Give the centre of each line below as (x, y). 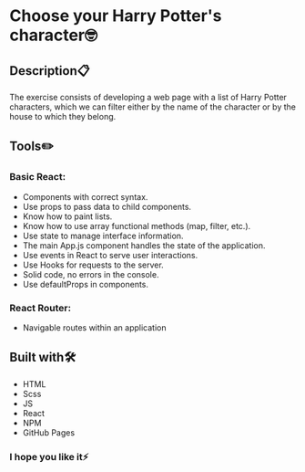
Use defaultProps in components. (85, 284)
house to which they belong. (63, 116)
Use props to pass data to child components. (107, 206)
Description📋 (50, 71)
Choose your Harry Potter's (116, 16)
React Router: (40, 308)
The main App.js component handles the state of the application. (144, 245)
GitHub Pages (49, 432)
